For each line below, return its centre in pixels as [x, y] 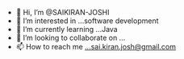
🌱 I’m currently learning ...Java [67, 29]
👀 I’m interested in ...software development [87, 21]
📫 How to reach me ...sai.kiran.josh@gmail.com [96, 47]
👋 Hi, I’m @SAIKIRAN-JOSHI [63, 12]
